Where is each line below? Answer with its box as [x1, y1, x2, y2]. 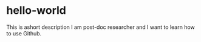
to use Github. [6, 29, 42, 37]
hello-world [6, 4, 67, 17]
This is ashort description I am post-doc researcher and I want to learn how [6, 23, 196, 31]
